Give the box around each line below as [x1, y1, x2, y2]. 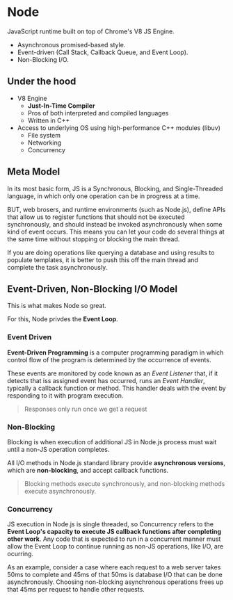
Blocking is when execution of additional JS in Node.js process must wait [7, 437, 217, 446]
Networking [27, 138, 62, 147]
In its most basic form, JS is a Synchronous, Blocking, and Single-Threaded [7, 184, 223, 193]
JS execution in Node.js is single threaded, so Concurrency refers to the [7, 520, 214, 528]
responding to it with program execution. [7, 391, 124, 400]
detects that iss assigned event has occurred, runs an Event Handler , [7, 376, 205, 384]
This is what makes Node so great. [7, 302, 106, 310]
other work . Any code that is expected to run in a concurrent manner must [7, 535, 221, 543]
